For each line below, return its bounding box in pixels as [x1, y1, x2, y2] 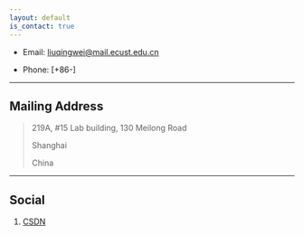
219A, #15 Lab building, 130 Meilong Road [31, 123, 187, 134]
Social [9, 192, 45, 208]
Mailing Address [9, 99, 104, 114]
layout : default [9, 13, 71, 23]
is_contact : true [9, 22, 75, 31]
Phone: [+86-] [22, 64, 77, 75]
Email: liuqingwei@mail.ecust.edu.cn [22, 46, 159, 57]
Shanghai [31, 140, 68, 151]
